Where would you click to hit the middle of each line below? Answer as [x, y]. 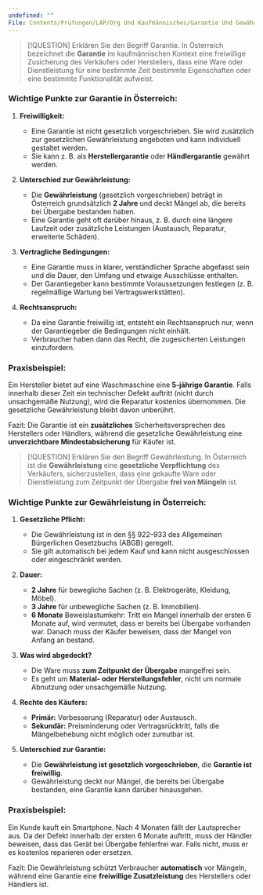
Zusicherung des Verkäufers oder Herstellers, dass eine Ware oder [135, 62]
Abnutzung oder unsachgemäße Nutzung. [99, 687]
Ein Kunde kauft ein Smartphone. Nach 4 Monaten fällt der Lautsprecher [124, 827]
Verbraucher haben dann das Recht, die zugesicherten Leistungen [138, 339]
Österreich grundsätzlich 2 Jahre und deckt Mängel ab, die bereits [139, 203]
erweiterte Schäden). [65, 236]
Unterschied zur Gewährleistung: [75, 179]
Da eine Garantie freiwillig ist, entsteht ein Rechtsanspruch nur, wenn [142, 322]
